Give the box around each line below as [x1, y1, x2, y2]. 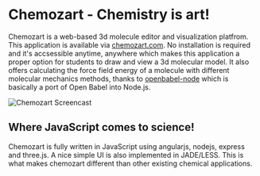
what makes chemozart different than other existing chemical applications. [8, 159, 253, 168]
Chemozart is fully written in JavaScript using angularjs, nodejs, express [8, 141, 245, 151]
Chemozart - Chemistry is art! [8, 6, 210, 24]
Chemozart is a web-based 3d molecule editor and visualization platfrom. [8, 32, 249, 41]
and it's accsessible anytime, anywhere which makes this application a [8, 48, 240, 58]
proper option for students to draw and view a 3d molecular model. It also [8, 57, 250, 67]
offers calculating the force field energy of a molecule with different [8, 65, 230, 75]
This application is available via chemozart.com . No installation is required [8, 40, 251, 49]
